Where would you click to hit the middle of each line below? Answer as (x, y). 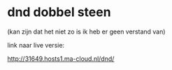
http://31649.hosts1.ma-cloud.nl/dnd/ (61, 58)
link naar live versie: (36, 45)
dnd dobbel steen (59, 12)
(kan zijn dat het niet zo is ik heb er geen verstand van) (86, 31)
